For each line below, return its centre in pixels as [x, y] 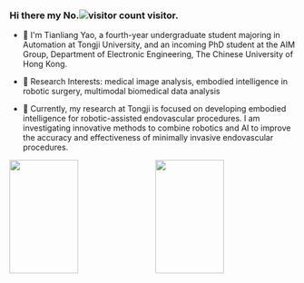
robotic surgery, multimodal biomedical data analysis [121, 92]
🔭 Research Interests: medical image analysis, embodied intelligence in [155, 82]
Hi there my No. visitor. [94, 15]
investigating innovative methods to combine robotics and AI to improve [157, 128]
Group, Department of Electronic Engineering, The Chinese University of [157, 54]
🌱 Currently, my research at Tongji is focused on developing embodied [154, 109]
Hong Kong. [45, 64]
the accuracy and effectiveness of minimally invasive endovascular [148, 138]
